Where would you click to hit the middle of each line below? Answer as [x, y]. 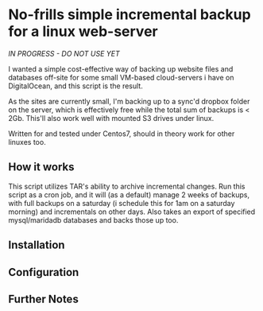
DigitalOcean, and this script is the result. [75, 86]
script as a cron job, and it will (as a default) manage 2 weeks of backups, [129, 194]
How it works [41, 167]
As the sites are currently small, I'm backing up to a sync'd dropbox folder [129, 101]
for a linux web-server [83, 31]
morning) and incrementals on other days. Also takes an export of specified [132, 212]
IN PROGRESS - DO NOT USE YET [64, 53]
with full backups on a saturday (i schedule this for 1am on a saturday [122, 203]
